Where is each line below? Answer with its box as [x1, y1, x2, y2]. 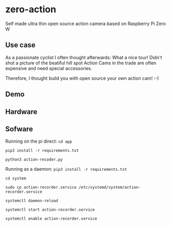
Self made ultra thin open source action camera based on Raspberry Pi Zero [5, 20, 166, 27]
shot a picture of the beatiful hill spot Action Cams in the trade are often [5, 60, 157, 66]
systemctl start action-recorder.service [5, 207, 95, 213]
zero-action [5, 4, 56, 15]
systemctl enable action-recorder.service [5, 216, 97, 221]
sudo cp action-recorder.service [5, 185, 77, 190]
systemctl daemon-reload [5, 198, 58, 204]
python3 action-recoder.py [5, 157, 63, 162]
